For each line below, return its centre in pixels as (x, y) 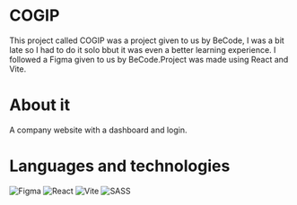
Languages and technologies (120, 166)
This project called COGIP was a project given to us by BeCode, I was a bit (147, 40)
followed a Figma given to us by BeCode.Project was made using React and (149, 59)
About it (39, 105)
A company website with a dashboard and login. (98, 130)
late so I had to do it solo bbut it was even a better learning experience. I (143, 49)
